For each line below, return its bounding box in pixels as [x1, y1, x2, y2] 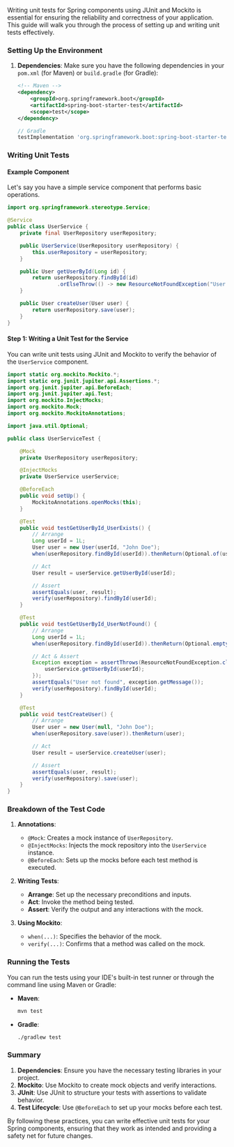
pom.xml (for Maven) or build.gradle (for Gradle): [17, 69, 159, 77]
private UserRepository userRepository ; [19, 454, 139, 461]
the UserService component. [7, 357, 89, 366]
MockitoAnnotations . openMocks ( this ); [32, 498, 141, 505]
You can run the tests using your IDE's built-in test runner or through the [7, 973, 214, 982]
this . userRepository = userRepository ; [32, 249, 148, 256]
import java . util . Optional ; [7, 422, 89, 429]
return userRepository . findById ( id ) [32, 274, 139, 281]
